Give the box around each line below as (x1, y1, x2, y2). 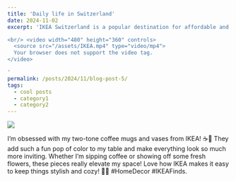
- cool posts (13, 88, 52, 95)
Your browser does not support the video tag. (13, 49, 153, 56)
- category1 (13, 95, 49, 102)
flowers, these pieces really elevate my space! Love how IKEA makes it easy (7, 159, 230, 168)
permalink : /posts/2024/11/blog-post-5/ (7, 75, 129, 82)
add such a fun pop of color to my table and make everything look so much (7, 145, 226, 153)
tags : (7, 82, 23, 89)
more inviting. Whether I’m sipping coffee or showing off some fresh (7, 152, 206, 161)
